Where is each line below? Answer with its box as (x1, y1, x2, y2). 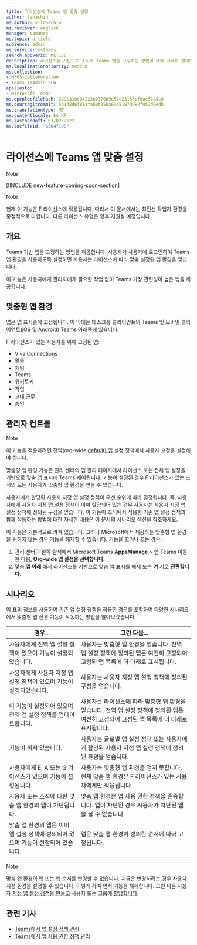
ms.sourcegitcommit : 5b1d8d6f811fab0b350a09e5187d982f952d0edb (6, 101, 164, 108)
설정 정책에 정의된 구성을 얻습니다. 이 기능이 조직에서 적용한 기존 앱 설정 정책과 (6, 509, 186, 516)
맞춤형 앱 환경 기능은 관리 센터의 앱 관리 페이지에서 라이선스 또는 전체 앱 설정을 (6, 467, 186, 474)
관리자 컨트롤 (6, 419, 51, 429)
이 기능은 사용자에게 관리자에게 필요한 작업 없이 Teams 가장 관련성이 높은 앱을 (6, 275, 185, 282)
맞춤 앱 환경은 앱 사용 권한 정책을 (80, 792, 166, 800)
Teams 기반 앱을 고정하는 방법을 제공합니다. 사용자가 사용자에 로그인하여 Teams (6, 248, 190, 255)
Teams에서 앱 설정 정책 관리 (14, 926, 80, 932)
